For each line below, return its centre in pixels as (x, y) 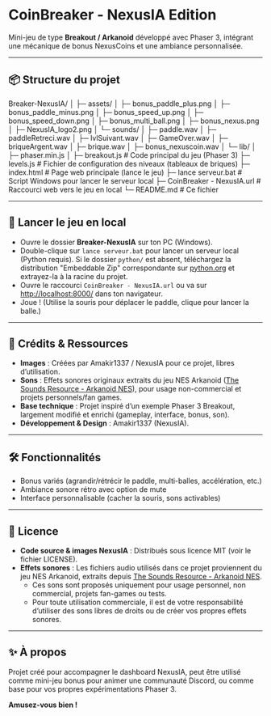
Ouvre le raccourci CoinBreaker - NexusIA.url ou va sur (113, 285)
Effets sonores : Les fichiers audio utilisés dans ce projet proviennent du (141, 568)
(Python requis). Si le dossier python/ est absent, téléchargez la (125, 259)
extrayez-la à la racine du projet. (74, 276)
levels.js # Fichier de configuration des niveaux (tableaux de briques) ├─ (129, 163)
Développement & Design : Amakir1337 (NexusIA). (104, 423)
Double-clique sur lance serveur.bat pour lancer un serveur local (129, 250)
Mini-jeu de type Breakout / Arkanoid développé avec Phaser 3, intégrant (131, 37)
